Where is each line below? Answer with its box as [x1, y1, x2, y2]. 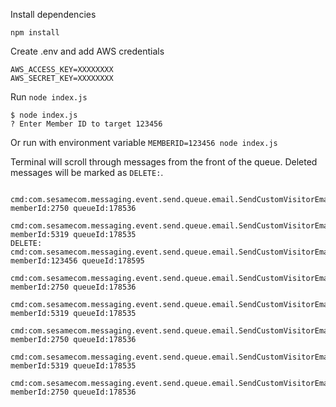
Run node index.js [10, 91, 88, 103]
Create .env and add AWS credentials [10, 45, 165, 57]
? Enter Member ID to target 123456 [10, 119, 163, 129]
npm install [10, 28, 60, 38]
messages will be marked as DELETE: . [10, 167, 164, 178]
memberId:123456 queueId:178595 [10, 256, 145, 266]
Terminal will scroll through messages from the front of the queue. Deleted [10, 156, 318, 168]
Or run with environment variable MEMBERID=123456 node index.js [10, 137, 278, 148]
